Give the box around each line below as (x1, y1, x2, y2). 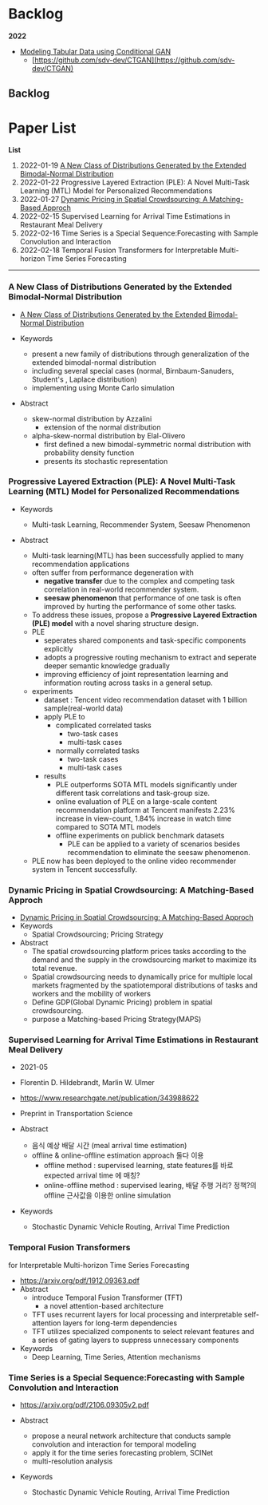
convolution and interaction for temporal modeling (31, 1440, 197, 1449)
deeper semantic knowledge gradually (43, 660, 170, 671)
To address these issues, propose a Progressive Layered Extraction (31, 610, 258, 620)
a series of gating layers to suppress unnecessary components (31, 1335, 239, 1345)
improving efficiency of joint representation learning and (43, 669, 229, 679)
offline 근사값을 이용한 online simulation (43, 1190, 171, 1200)
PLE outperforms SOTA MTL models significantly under (55, 779, 238, 789)
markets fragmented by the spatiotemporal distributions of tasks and (31, 980, 258, 990)
